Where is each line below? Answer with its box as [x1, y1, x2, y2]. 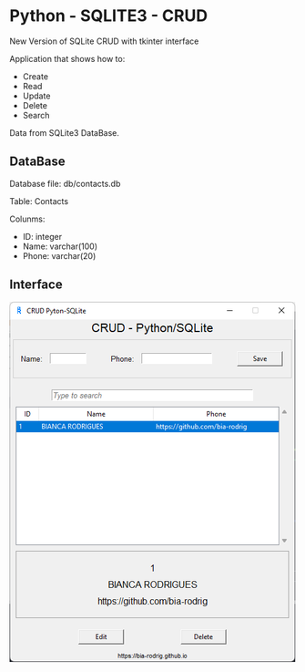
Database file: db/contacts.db [9, 178, 121, 189]
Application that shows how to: [9, 53, 126, 64]
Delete [22, 99, 48, 110]
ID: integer [22, 231, 62, 242]
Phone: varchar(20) [22, 250, 97, 261]
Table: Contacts [9, 195, 69, 206]
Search [22, 109, 50, 120]
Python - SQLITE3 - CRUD [9, 5, 208, 26]
